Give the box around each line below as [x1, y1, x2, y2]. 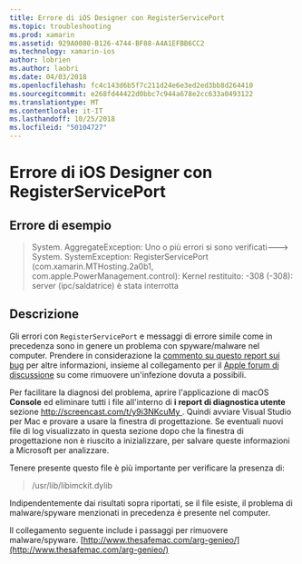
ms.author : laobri [9, 64, 79, 74]
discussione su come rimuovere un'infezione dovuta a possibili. [9, 369, 247, 380]
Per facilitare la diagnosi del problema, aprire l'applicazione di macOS [9, 387, 269, 398]
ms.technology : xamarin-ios [9, 47, 116, 56]
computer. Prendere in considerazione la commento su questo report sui [9, 350, 280, 361]
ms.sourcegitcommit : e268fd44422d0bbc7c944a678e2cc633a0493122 [9, 89, 254, 98]
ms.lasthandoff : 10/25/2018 [9, 114, 116, 124]
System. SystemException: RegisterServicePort [31, 252, 209, 262]
